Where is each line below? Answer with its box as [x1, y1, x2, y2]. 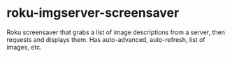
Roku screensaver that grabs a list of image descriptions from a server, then [6, 28, 225, 36]
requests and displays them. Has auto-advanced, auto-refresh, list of [6, 35, 205, 43]
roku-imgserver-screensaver [6, 5, 180, 21]
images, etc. [6, 43, 43, 51]
